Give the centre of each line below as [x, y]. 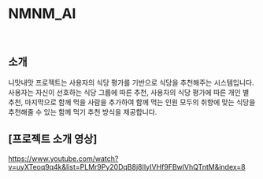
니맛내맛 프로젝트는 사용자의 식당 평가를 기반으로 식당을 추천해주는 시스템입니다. [131, 82]
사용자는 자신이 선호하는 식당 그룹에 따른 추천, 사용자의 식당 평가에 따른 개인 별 [129, 92]
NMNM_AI [42, 14]
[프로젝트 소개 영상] [53, 139]
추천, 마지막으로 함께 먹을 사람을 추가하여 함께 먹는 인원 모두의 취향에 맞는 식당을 [132, 102]
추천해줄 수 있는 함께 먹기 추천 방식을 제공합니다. [83, 111]
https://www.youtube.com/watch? [63, 159]
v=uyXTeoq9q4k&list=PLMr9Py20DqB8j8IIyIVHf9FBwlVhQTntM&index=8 [127, 166]
